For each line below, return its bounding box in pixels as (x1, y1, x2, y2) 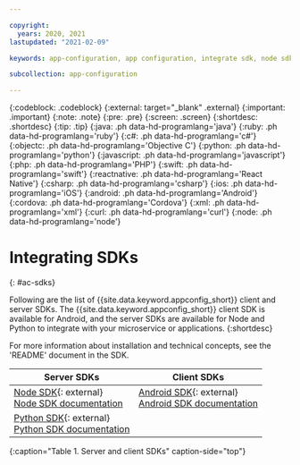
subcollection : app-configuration (9, 70, 138, 79)
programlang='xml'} (9, 207, 83, 217)
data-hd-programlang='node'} (9, 216, 121, 227)
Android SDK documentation (137, 397, 259, 410)
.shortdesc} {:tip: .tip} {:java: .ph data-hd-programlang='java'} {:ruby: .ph (9, 122, 278, 132)
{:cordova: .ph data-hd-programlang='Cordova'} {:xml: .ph (9, 198, 225, 208)
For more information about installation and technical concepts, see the (9, 341, 271, 351)
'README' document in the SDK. (9, 350, 129, 360)
